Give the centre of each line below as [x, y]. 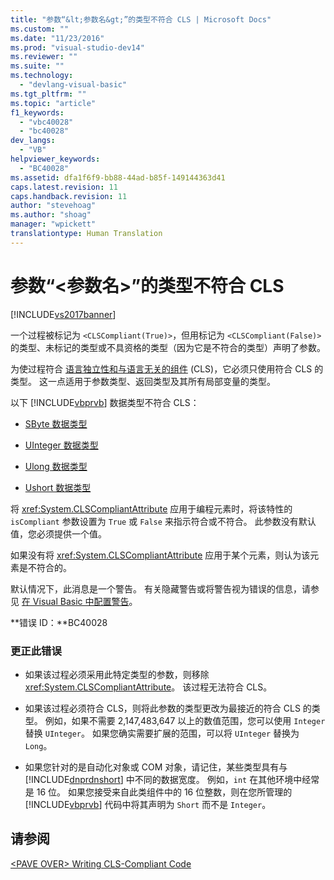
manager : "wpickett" [53, 224]
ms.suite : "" [37, 66]
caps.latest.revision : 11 [64, 187]
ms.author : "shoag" [51, 215]
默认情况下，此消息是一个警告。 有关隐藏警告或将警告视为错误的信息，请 [160, 588]
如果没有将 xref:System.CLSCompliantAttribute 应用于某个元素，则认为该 [160, 555]
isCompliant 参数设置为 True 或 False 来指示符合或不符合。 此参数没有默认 [163, 521]
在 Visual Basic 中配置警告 [75, 601]
